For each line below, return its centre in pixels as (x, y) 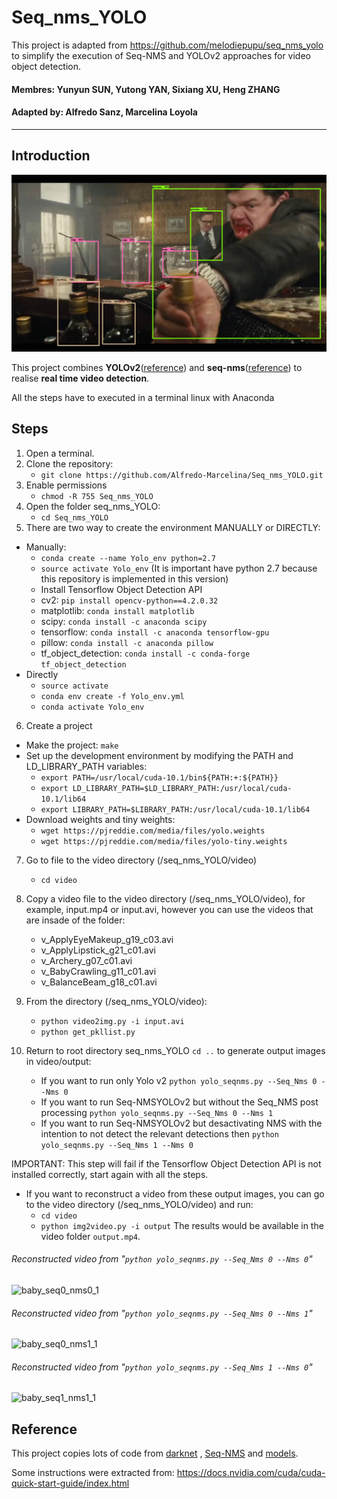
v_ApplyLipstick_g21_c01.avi (98, 950)
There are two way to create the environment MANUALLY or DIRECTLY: (173, 527)
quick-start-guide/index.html (70, 1483)
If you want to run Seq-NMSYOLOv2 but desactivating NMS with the (181, 1123)
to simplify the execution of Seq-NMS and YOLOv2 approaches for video (161, 55)
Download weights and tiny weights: (100, 819)
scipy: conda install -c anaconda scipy (124, 621)
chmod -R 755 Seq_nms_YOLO (97, 496)
